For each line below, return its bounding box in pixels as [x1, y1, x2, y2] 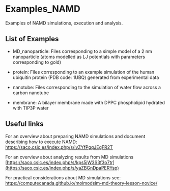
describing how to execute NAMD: [5, 139, 77, 145]
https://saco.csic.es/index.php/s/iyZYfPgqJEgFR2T [5, 144, 113, 150]
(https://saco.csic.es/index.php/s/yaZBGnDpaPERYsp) [5, 165, 119, 171]
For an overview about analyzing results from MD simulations [5, 154, 134, 160]
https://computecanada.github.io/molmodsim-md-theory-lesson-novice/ [5, 180, 158, 186]
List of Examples [5, 35, 59, 43]
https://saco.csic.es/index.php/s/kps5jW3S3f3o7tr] [7, 159, 115, 166]
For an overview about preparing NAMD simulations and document [5, 133, 146, 139]
